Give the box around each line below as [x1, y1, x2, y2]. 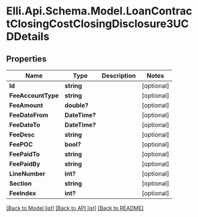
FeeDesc [9, 130, 35, 139]
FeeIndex [9, 189, 37, 197]
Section [9, 179, 32, 188]
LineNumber [9, 170, 46, 178]
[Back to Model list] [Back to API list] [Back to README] [6, 204, 144, 212]
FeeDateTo [9, 121, 41, 129]
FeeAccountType [9, 91, 59, 100]
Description [101, 72, 136, 79]
